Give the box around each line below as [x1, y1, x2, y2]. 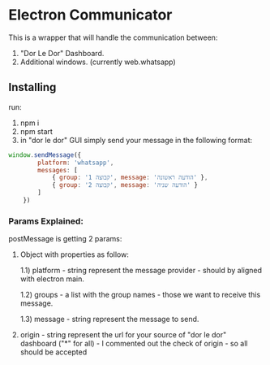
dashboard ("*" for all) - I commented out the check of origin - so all [19, 339, 248, 349]
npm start [19, 126, 53, 136]
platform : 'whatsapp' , [37, 159, 114, 167]
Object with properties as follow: [19, 250, 130, 259]
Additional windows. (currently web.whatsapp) [19, 57, 176, 67]
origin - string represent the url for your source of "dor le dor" [19, 330, 227, 340]
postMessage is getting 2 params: [8, 234, 122, 244]
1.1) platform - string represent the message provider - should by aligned [19, 266, 262, 276]
